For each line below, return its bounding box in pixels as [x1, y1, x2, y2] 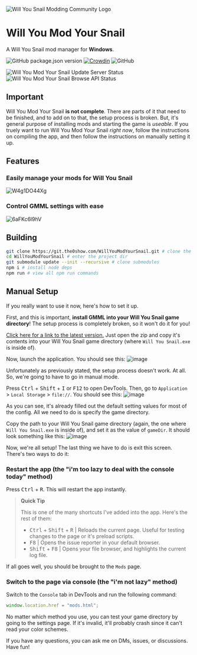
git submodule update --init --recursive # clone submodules [6, 259, 160, 265]
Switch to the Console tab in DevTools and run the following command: [6, 591, 177, 598]
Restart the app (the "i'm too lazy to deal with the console [6, 465, 175, 473]
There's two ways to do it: [6, 450, 70, 457]
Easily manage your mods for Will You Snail [6, 174, 133, 183]
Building [6, 233, 37, 243]
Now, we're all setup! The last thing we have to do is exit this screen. [6, 444, 173, 451]
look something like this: [6, 432, 65, 439]
